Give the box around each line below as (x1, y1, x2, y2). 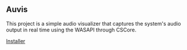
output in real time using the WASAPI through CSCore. (6, 26, 137, 33)
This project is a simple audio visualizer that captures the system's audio (6, 20, 181, 27)
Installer (6, 37, 26, 44)
